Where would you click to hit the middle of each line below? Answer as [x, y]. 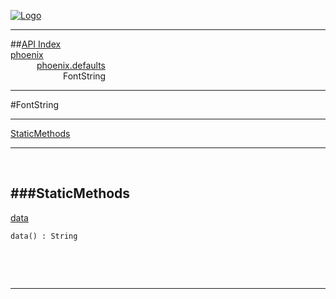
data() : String [44, 236]
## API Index [36, 44]
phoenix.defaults [71, 65]
